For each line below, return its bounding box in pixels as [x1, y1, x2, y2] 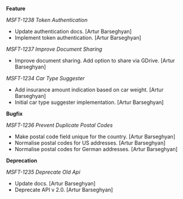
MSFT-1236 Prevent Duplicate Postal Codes [6, 122, 113, 129]
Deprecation [6, 157, 37, 164]
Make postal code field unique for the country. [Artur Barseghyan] [14, 133, 175, 140]
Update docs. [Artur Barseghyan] [14, 180, 96, 187]
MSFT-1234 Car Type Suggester [6, 75, 85, 81]
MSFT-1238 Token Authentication [6, 17, 88, 23]
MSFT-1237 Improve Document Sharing [6, 45, 102, 53]
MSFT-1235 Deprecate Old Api [6, 168, 81, 175]
